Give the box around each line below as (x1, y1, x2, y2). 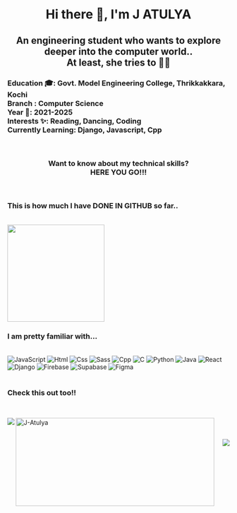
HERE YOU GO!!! (90, 167, 147, 177)
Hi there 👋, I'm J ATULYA (45, 6, 192, 23)
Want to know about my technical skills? (48, 158, 189, 168)
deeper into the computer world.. (44, 45, 193, 57)
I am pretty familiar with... (7, 332, 97, 342)
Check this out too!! (7, 387, 76, 397)
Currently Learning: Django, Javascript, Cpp (7, 125, 162, 135)
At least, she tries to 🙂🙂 (66, 56, 171, 68)
